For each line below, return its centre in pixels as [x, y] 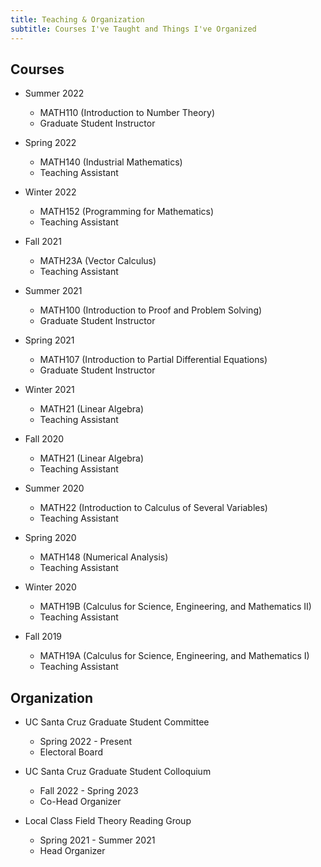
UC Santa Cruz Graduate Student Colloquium [118, 772]
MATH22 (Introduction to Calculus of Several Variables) [153, 508]
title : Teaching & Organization [77, 19]
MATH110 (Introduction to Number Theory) [127, 113]
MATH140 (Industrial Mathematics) [111, 162]
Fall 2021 [43, 242]
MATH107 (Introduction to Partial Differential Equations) [153, 360]
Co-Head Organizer [80, 802]
